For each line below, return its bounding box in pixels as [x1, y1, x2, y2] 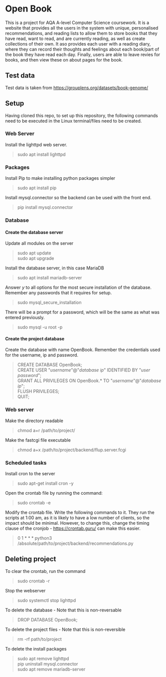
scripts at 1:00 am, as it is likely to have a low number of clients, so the [5, 515, 150, 521]
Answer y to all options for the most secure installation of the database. [5, 284, 152, 290]
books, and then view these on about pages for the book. [5, 57, 123, 63]
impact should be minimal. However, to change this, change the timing [5, 520, 150, 526]
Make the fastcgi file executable [5, 437, 71, 443]
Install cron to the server [5, 471, 56, 477]
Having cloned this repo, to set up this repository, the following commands [5, 112, 158, 118]
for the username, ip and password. [5, 352, 79, 358]
